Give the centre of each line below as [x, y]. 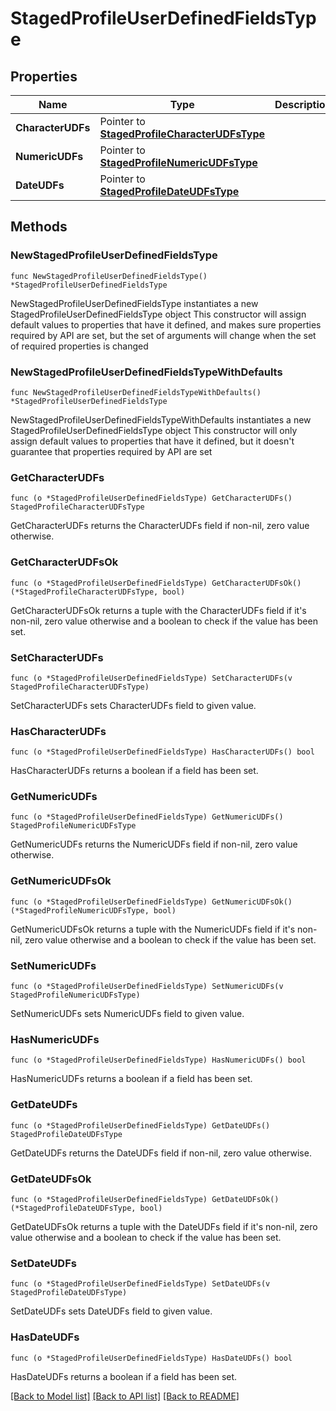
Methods [39, 227]
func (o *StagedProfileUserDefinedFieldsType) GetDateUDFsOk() [145, 1199]
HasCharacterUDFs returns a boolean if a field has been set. [134, 771]
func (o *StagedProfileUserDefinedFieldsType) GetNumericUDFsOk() [151, 902]
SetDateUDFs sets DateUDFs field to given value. [111, 1311]
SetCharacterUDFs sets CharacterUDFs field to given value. [133, 705]
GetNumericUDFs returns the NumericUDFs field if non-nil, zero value [154, 844]
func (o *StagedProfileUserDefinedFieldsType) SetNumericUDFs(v [147, 987]
